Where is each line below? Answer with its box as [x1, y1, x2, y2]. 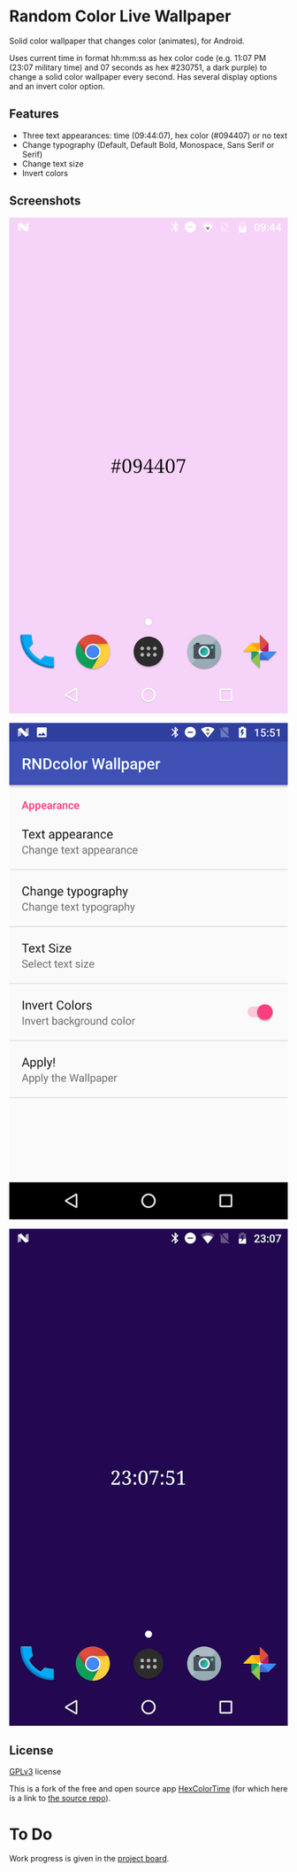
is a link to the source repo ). [9, 1793, 111, 1804]
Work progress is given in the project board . [9, 1853, 170, 1864]
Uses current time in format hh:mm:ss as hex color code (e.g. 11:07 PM [9, 52, 267, 63]
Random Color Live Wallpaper [9, 6, 232, 27]
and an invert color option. [9, 81, 105, 91]
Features [9, 106, 59, 121]
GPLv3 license [9, 1767, 62, 1777]
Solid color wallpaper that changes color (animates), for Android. [9, 35, 245, 46]
